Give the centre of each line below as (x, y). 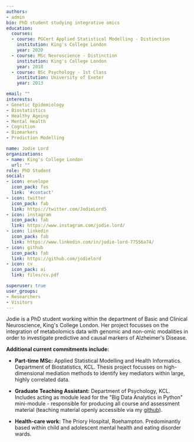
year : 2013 (30, 83)
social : (16, 176)
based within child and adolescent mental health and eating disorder (98, 428)
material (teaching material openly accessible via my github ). (88, 410)
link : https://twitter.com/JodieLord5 (59, 209)
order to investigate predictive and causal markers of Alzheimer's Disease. (97, 338)
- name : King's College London (45, 159)
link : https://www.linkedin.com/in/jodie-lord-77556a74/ (83, 242)
